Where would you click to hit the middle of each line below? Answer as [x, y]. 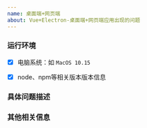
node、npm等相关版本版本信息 [62, 77]
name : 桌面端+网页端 [34, 14]
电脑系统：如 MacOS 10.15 [54, 62]
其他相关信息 [29, 117]
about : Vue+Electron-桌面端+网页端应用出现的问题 [74, 20]
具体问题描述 [29, 97]
